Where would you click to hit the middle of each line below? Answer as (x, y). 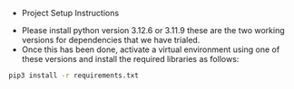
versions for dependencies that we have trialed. (111, 40)
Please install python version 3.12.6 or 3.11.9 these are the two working (153, 30)
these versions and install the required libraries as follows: (130, 59)
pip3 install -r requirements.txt (74, 76)
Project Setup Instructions (70, 13)
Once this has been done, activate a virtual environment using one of (151, 49)
